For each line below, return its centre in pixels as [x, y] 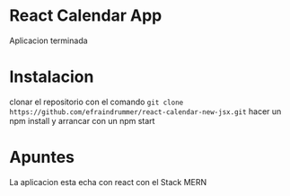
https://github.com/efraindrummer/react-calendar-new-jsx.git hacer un [145, 111]
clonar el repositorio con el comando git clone [97, 102]
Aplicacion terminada [48, 40]
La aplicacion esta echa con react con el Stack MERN [108, 182]
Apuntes [42, 157]
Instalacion [52, 77]
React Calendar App [86, 16]
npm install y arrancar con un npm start [82, 120]
